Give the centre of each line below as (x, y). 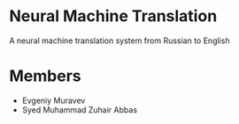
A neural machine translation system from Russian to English (119, 40)
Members (45, 76)
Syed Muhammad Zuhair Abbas (80, 109)
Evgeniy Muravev (54, 100)
